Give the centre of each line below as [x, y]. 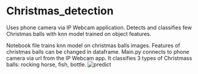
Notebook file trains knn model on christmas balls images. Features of [93, 45]
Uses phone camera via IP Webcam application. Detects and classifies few [99, 27]
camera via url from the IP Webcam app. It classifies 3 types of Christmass [99, 58]
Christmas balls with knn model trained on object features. [79, 33]
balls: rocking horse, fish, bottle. [46, 64]
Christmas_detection [60, 11]
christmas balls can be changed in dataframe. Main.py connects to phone [98, 51]
